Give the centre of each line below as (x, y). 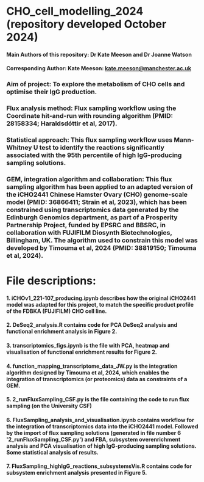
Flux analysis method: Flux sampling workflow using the (91, 108)
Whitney (19, 148)
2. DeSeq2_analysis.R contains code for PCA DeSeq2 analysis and (92, 325)
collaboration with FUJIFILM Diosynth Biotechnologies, (89, 233)
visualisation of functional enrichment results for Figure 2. (82, 352)
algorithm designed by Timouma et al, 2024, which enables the (88, 372)
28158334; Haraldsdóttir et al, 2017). (62, 123)
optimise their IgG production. (52, 92)
